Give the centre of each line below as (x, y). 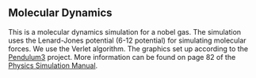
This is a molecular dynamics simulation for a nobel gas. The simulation (125, 32)
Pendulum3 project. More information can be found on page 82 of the (122, 57)
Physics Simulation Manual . (53, 65)
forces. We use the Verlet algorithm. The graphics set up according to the (128, 48)
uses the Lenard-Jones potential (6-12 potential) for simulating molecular (128, 40)
